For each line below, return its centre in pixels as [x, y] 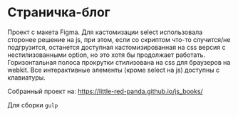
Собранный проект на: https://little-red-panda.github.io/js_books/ [105, 91]
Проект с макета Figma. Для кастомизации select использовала [105, 32]
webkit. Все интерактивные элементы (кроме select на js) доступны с [113, 70]
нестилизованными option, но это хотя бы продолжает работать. [106, 55]
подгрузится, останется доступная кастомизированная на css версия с [117, 47]
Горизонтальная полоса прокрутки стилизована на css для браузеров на [119, 62]
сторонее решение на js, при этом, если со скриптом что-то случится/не [119, 39]
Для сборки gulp [33, 105]
